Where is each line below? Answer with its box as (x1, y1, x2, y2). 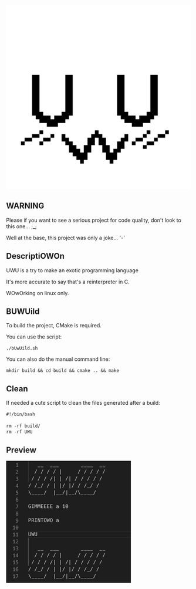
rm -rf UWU (6, 429, 33, 435)
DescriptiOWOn (6, 251, 65, 261)
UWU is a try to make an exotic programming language (6, 266, 139, 274)
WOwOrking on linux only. (6, 289, 69, 296)
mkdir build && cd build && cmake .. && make (6, 368, 119, 374)
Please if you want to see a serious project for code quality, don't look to (6, 216, 182, 224)
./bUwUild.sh (6, 346, 38, 351)
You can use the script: (6, 333, 62, 340)
